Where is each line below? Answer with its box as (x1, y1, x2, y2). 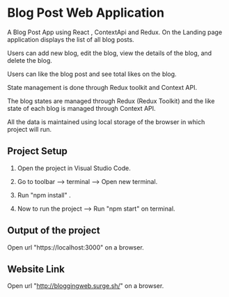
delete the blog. (7, 56, 52, 64)
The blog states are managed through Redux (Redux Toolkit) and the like (7, 96, 215, 105)
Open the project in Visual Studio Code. (17, 164, 131, 172)
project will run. (7, 125, 52, 133)
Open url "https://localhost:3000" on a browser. (7, 243, 144, 252)
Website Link (7, 263, 65, 275)
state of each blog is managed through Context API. (7, 104, 156, 112)
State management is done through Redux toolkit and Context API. (7, 83, 197, 91)
